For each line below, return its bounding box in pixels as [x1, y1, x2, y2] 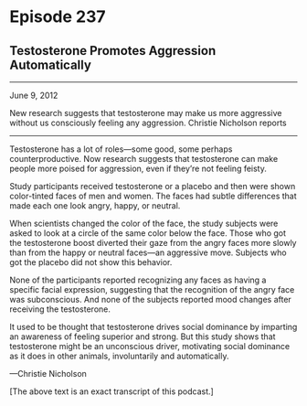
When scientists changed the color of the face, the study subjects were [9, 218, 279, 229]
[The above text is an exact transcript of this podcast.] [9, 386, 215, 397]
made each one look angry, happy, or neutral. [9, 200, 181, 211]
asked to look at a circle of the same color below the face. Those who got [9, 228, 286, 239]
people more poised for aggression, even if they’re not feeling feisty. [9, 163, 268, 174]
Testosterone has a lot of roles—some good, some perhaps [9, 144, 233, 155]
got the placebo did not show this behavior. [9, 257, 173, 267]
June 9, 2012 [9, 90, 58, 101]
